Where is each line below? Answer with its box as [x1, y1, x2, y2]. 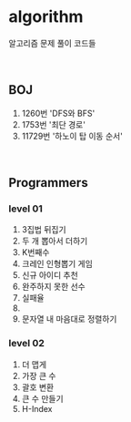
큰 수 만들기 [21, 393, 65, 404]
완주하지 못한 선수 [21, 281, 86, 293]
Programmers [8, 175, 88, 190]
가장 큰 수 [21, 370, 56, 381]
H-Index [21, 403, 53, 414]
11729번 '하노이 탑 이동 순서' [21, 130, 124, 141]
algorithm [8, 6, 84, 27]
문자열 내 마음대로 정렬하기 [21, 314, 117, 324]
